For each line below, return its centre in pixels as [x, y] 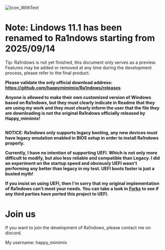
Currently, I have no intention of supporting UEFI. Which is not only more [81, 153]
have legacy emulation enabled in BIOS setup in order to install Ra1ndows [82, 138]
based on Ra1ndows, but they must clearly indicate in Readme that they [80, 102]
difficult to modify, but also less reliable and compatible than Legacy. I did [82, 158]
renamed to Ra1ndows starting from [80, 38]
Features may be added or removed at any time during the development [79, 67]
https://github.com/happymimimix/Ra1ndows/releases [63, 88]
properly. [15, 143]
